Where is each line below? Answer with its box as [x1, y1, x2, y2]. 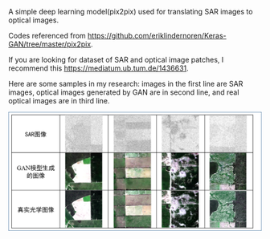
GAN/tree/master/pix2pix [8, 39, 92, 49]
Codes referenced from [8, 31, 86, 40]
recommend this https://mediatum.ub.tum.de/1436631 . [8, 63, 189, 73]
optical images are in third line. [8, 96, 110, 105]
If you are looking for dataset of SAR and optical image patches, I [8, 55, 224, 64]
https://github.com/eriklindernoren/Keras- [87, 31, 227, 40]
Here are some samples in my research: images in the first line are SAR [8, 79, 243, 88]
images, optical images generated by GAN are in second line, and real [8, 87, 239, 97]
